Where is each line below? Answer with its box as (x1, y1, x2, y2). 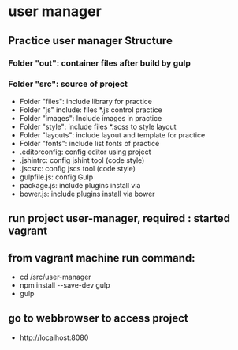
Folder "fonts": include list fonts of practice (19, 138, 160, 148)
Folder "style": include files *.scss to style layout (19, 122, 177, 131)
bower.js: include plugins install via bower (19, 189, 155, 198)
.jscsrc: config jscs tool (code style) (19, 164, 136, 173)
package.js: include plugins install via (19, 180, 141, 190)
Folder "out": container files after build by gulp (8, 58, 192, 69)
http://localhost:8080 (19, 333, 89, 342)
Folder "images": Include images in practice (19, 113, 162, 122)
